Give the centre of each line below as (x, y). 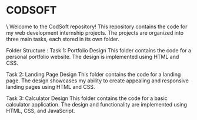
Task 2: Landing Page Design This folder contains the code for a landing (94, 74)
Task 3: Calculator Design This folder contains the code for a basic (87, 98)
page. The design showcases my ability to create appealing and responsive (98, 81)
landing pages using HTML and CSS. (51, 86)
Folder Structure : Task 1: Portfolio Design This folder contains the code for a (99, 50)
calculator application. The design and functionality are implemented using (96, 104)
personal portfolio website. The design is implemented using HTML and (93, 56)
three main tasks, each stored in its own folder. (63, 39)
